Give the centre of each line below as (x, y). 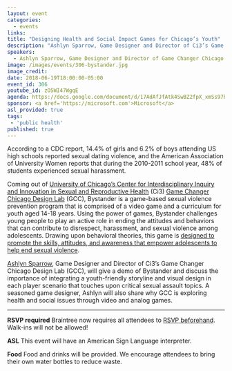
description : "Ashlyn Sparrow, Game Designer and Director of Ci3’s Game (116, 46)
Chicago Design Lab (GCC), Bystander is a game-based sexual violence (109, 199)
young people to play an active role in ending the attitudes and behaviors (111, 221)
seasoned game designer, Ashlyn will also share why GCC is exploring (107, 293)
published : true (30, 129)
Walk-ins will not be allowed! (48, 327)
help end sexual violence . (43, 250)
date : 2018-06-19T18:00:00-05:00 (55, 78)
